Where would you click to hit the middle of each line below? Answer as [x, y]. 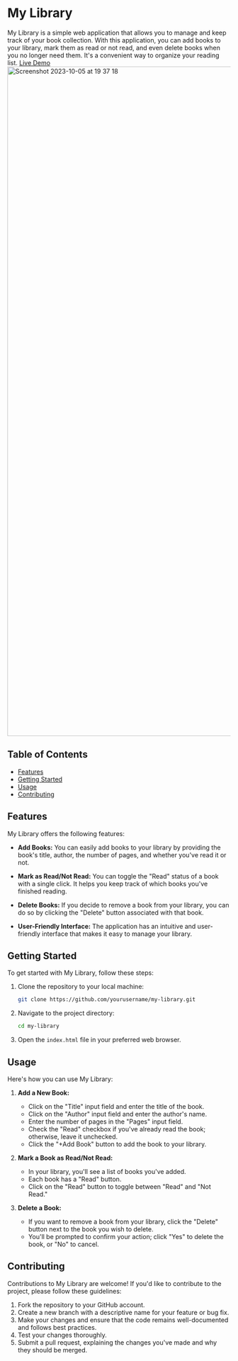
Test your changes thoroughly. [62, 1335]
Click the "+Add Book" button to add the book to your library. [117, 1144]
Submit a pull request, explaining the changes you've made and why [117, 1342]
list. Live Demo [29, 62]
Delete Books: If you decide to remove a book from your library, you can [123, 905]
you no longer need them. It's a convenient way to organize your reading [113, 55]
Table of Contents [48, 755]
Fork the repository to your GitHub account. [81, 1304]
